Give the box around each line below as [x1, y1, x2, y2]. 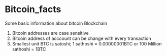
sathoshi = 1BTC [12, 46, 46, 52]
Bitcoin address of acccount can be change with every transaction [12, 35, 151, 41]
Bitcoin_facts [5, 4, 61, 15]
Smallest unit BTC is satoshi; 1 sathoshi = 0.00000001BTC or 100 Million [12, 40, 162, 46]
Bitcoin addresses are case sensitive [12, 30, 89, 36]
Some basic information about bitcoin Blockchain [5, 20, 108, 26]
